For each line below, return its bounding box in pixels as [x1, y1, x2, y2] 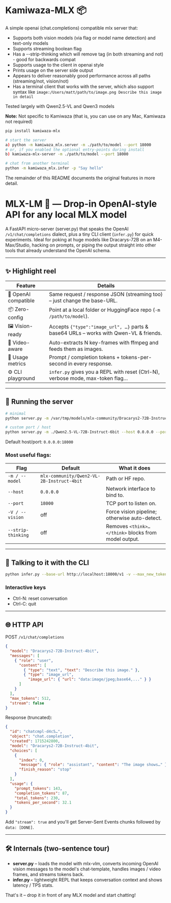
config [8, 314, 23, 321]
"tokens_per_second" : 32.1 [14, 800, 72, 805]
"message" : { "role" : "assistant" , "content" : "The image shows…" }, [18, 762, 169, 768]
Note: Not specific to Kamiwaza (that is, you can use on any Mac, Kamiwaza [5, 113, 166, 119]
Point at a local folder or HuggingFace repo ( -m [49, 307, 160, 314]
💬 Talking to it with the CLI [5, 558, 89, 567]
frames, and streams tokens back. [12, 871, 84, 877]
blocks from [128, 529, 157, 536]
